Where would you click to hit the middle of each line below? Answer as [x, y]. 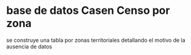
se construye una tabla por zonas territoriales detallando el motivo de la [96, 40]
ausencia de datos [29, 47]
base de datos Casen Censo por [88, 11]
